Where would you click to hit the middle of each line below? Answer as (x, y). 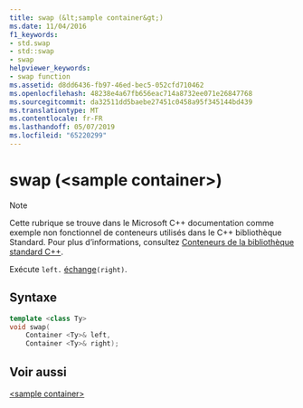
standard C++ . (36, 251)
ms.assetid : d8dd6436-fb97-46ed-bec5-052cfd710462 (107, 85)
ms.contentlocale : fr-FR (56, 119)
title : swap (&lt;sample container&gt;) (87, 18)
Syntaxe (33, 298)
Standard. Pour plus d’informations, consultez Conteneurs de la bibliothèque (152, 242)
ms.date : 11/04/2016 (48, 26)
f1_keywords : (34, 34)
